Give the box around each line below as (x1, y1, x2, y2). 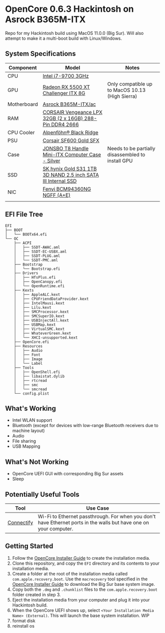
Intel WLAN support (12, 417, 53, 423)
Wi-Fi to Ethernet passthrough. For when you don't (37, 513, 156, 519)
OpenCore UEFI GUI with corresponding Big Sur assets (12, 471, 124, 477)
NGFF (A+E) (42, 192, 71, 199)
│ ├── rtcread (14, 378, 48, 383)
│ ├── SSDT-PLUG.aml (14, 253, 60, 259)
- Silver (42, 157, 60, 164)
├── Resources (14, 344, 43, 348)
